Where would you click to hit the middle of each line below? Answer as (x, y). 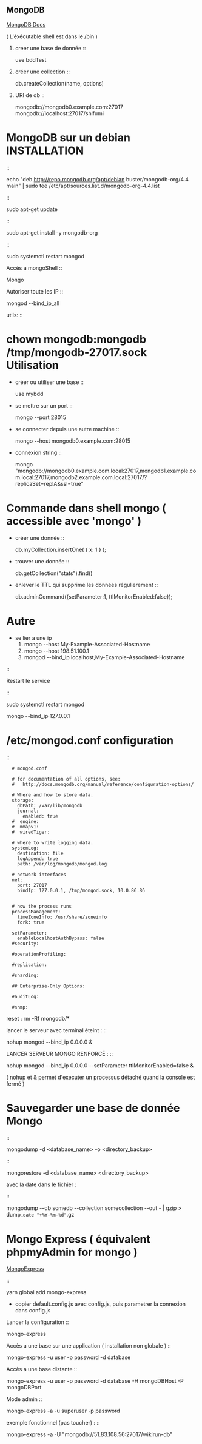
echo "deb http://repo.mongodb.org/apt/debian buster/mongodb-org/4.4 (98, 179)
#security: (25, 943)
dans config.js (33, 1311)
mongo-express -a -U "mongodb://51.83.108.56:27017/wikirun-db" (89, 1434)
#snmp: (20, 1007)
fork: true (31, 922)
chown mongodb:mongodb (76, 339)
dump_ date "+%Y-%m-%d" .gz (40, 1215)
